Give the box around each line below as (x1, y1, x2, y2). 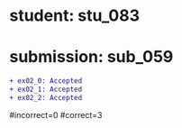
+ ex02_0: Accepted (9, 77, 83, 86)
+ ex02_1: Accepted (9, 85, 83, 94)
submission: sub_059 (9, 47, 174, 68)
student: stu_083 (9, 5, 141, 26)
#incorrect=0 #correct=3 (9, 109, 103, 120)
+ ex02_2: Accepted (9, 93, 83, 102)
